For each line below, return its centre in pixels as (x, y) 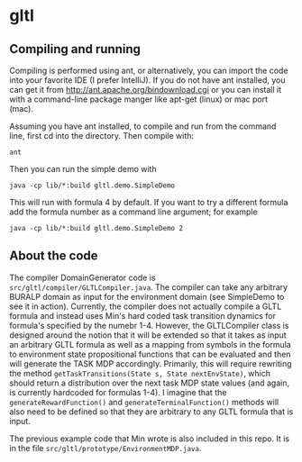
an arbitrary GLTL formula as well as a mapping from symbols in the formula (150, 344)
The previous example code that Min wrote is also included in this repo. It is (150, 439)
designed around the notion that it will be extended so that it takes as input (148, 335)
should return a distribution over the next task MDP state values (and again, (150, 383)
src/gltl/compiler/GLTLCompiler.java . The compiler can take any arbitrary (149, 287)
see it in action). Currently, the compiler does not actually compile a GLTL (146, 306)
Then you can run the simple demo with (83, 169)
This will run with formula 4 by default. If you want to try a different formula (149, 202)
